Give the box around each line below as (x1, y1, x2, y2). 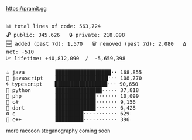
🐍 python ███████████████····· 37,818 (6, 87, 139, 93)
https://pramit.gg (6, 5, 47, 12)
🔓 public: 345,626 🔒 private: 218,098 (6, 32, 125, 38)
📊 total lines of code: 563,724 (6, 23, 101, 29)
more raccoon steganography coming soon (6, 127, 111, 134)
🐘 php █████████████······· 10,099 (6, 93, 139, 99)
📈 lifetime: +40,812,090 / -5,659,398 (6, 55, 126, 62)
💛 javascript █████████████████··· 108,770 (6, 75, 142, 81)
